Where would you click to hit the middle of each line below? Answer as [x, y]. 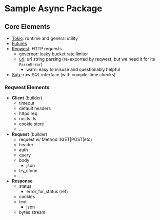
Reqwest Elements [27, 87]
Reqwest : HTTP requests [37, 49]
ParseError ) [31, 64]
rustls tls [28, 119]
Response [22, 181]
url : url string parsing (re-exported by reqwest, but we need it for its [87, 59]
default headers [35, 109]
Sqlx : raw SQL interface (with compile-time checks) [63, 75]
